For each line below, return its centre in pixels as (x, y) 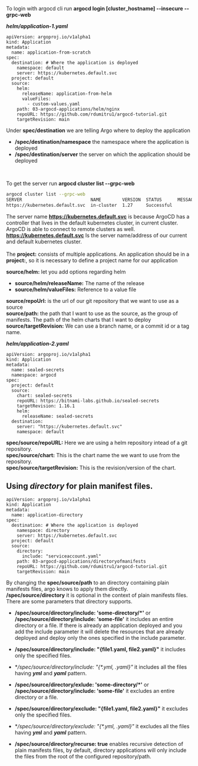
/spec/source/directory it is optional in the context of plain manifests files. (97, 595)
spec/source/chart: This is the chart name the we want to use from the (93, 455)
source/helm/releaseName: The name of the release (79, 283)
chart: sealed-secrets (44, 395)
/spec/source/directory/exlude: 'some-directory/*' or (82, 685)
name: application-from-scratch (51, 52)
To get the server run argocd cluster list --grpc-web (70, 183)
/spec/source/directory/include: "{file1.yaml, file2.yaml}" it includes (100, 649)
